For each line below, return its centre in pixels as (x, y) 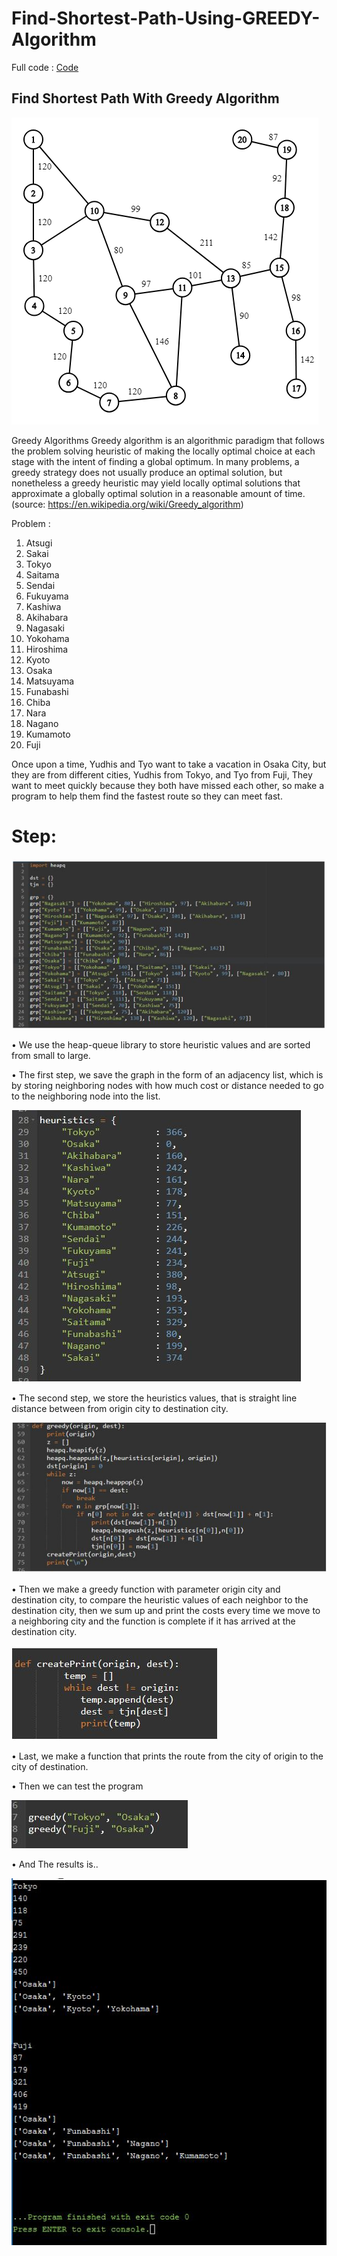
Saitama (42, 574)
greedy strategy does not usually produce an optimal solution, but (147, 472)
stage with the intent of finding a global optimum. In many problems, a (155, 461)
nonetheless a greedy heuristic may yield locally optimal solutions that (156, 483)
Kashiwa (43, 606)
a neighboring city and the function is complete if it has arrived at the (153, 1621)
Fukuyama (47, 596)
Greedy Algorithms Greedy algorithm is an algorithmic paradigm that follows (168, 440)
